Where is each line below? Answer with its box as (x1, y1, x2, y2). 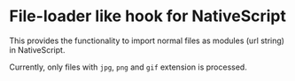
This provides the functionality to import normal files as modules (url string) (9, 35, 285, 46)
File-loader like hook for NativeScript (9, 6, 286, 26)
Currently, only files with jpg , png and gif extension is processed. (9, 62, 248, 72)
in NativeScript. (9, 44, 66, 55)
